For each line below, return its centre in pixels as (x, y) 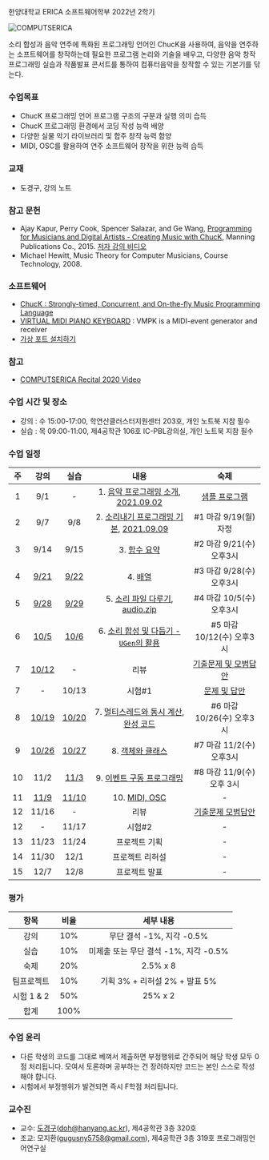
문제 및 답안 (225, 691)
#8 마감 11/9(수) (225, 773)
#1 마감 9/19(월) (225, 517)
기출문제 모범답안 (225, 813)
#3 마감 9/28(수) (225, 571)
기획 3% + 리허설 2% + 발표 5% (159, 981)
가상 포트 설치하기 (48, 339)
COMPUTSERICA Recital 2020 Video (80, 379)
